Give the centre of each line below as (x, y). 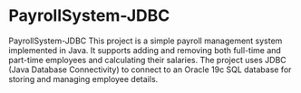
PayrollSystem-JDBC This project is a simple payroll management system (146, 41)
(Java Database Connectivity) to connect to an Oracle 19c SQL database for (150, 70)
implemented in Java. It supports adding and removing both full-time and (145, 50)
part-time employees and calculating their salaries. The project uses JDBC (147, 60)
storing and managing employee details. (83, 79)
